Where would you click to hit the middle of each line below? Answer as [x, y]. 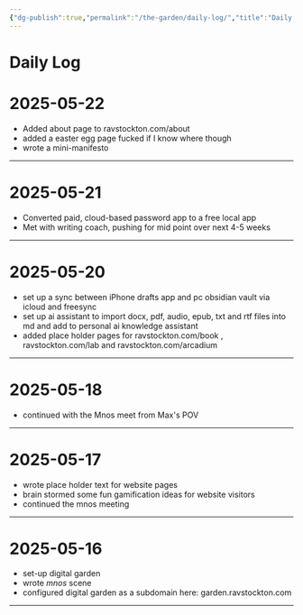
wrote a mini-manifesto [65, 147]
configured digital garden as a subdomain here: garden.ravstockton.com [157, 592]
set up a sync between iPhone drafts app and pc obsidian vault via [146, 297]
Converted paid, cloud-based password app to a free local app [139, 217]
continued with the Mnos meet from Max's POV [110, 415]
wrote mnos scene [57, 583]
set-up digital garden [61, 574]
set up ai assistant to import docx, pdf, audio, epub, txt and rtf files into [154, 316]
